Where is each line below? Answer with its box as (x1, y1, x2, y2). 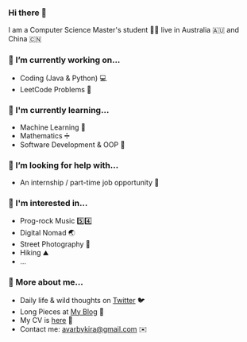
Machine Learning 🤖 (19, 122, 86, 132)
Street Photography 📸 (19, 239, 91, 249)
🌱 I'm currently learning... (8, 104, 110, 115)
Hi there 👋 (8, 7, 48, 18)
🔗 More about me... (8, 277, 83, 288)
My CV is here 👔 (19, 315, 73, 325)
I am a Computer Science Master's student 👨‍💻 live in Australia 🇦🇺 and (8, 25, 240, 35)
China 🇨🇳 (8, 34, 42, 44)
